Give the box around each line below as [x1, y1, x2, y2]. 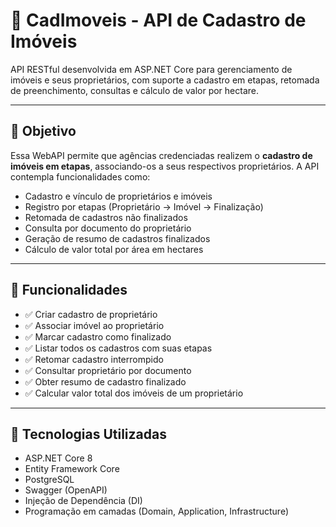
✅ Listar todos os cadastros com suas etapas [24, 342, 213, 354]
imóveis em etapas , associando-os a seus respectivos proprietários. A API [10, 160, 320, 172]
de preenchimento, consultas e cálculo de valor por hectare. [10, 84, 259, 96]
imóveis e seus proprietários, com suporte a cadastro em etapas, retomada [10, 74, 320, 86]
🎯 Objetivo [10, 123, 77, 140]
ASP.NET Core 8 [24, 452, 93, 464]
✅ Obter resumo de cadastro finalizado [24, 375, 187, 388]
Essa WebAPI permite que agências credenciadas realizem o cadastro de [10, 149, 313, 161]
